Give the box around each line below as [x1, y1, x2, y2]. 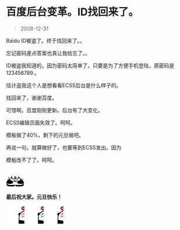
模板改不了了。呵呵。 [6, 156, 57, 163]
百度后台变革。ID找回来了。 [6, 5, 139, 19]
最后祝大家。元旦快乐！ [6, 193, 62, 200]
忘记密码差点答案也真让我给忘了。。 [6, 49, 90, 56]
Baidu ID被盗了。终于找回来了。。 [6, 37, 86, 44]
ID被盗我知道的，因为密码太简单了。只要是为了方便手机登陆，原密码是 [6, 62, 175, 69]
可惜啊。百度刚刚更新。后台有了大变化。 [6, 107, 103, 114]
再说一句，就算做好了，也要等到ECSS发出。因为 [6, 144, 122, 151]
